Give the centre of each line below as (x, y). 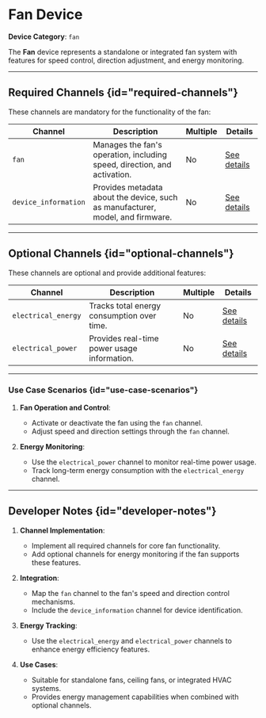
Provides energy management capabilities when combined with (135, 697)
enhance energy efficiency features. (91, 649)
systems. (46, 688)
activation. (112, 174)
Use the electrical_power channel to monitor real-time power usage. (144, 462)
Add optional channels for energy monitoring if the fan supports (135, 554)
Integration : (39, 578)
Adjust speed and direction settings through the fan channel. (130, 431)
